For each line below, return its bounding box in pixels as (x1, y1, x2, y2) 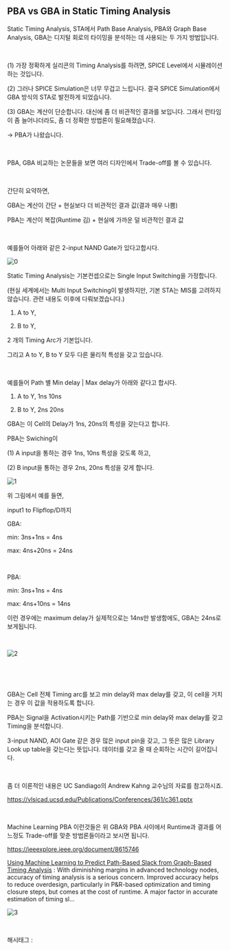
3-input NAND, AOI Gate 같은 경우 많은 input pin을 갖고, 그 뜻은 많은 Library (7, 736, 215, 745)
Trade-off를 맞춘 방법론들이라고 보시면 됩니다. (25, 831, 150, 839)
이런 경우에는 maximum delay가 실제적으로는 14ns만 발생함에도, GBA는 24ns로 (7, 613, 222, 622)
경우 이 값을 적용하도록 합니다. (14, 699, 95, 707)
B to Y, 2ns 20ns (16, 405, 64, 414)
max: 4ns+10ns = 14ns (7, 599, 71, 607)
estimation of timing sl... (7, 894, 76, 903)
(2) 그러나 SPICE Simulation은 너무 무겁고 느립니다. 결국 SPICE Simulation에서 (7, 84, 220, 92)
